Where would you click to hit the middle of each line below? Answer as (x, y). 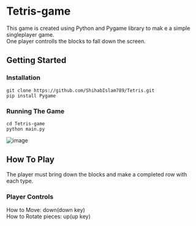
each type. (20, 181)
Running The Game (36, 111)
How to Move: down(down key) (46, 210)
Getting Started (36, 60)
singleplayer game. (30, 34)
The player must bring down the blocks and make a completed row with (97, 174)
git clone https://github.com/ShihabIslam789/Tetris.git (81, 90)
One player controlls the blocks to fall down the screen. (76, 41)
